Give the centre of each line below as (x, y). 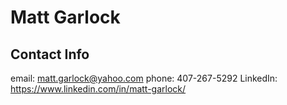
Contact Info (50, 54)
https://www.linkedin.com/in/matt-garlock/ (98, 89)
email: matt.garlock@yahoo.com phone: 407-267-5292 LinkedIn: (144, 78)
